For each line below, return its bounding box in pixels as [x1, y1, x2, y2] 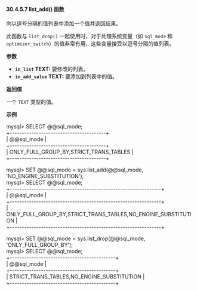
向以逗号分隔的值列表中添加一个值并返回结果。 [6, 20, 121, 27]
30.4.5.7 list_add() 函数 [6, 5, 64, 13]
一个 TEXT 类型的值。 [6, 99, 57, 106]
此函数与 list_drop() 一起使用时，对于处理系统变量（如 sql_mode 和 [6, 33, 173, 40]
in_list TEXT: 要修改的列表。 [14, 66, 89, 73]
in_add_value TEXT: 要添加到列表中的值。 [14, 73, 118, 80]
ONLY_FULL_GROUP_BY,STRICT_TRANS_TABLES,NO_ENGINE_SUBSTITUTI [6, 211, 192, 218]
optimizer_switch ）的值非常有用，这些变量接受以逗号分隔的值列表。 [6, 40, 175, 47]
